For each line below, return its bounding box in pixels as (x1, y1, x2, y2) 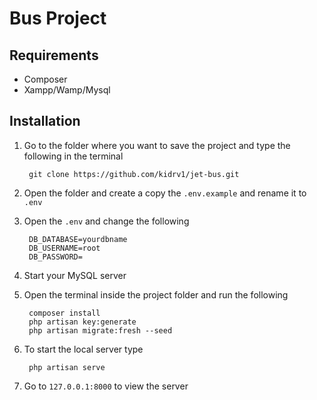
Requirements (9, 47, 99, 64)
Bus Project (9, 7, 107, 30)
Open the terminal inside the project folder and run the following (23, 288, 289, 301)
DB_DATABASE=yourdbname (28, 234, 128, 244)
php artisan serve (28, 362, 106, 372)
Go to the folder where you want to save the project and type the (23, 139, 291, 151)
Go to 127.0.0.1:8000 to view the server (23, 380, 189, 392)
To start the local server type (23, 343, 144, 355)
